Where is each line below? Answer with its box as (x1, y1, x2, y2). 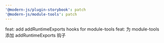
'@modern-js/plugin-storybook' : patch (5, 7, 86, 12)
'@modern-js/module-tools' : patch (5, 12, 77, 17)
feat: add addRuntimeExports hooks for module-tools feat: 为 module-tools (5, 26, 159, 32)
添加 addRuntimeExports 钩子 (5, 32, 66, 38)
